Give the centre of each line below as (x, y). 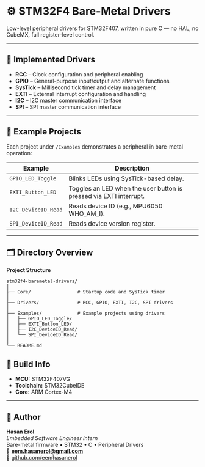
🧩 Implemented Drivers (51, 60)
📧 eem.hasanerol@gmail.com (45, 451)
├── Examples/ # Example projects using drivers (86, 314)
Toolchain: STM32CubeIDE (50, 386)
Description (132, 168)
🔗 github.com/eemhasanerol (42, 458)
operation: (19, 153)
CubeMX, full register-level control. (50, 34)
